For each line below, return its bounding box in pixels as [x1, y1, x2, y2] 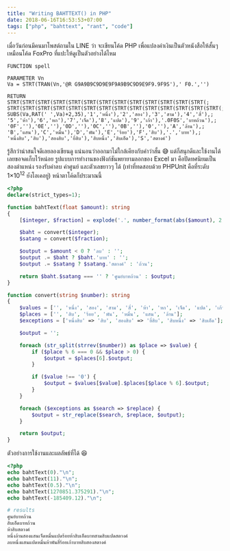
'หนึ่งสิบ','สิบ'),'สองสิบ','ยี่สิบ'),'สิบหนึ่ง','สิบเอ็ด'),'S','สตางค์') [7, 135, 171, 142]
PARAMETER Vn [7, 75, 44, 82]
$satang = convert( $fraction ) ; [19, 235, 109, 242]
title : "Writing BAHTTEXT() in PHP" [7, 10, 112, 17]
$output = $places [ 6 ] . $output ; [43, 355, 133, 362]
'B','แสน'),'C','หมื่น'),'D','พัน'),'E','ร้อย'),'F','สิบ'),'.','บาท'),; [7, 129, 202, 136]
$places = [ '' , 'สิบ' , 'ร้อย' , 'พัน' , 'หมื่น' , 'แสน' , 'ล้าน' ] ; [19, 311, 183, 318]
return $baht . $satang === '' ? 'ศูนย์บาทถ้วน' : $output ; [19, 272, 176, 280]
